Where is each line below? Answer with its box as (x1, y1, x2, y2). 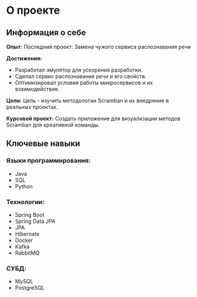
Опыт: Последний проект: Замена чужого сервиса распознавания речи (6, 43, 192, 50)
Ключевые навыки (6, 139, 81, 149)
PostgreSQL (14, 284, 45, 292)
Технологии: (6, 198, 45, 206)
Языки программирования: (6, 157, 91, 165)
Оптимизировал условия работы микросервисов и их (14, 79, 153, 86)
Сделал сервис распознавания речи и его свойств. (14, 73, 147, 79)
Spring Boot (14, 211, 45, 218)
